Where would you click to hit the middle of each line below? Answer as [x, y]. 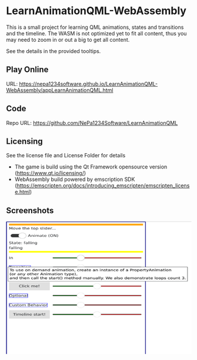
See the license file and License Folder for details [66, 156]
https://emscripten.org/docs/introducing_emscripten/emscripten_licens [103, 186]
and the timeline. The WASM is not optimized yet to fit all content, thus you [96, 33]
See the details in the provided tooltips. [54, 51]
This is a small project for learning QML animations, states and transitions [95, 27]
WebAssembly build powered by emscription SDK [75, 179]
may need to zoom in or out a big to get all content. [68, 39]
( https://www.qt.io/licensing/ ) [50, 173]
